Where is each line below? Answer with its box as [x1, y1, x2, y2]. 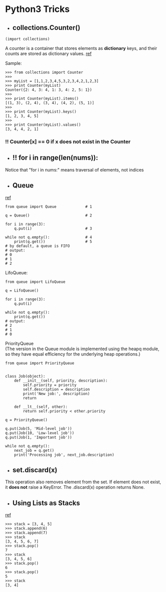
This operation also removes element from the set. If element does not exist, [5, 479, 162, 485]
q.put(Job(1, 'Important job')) [5, 435, 72, 440]
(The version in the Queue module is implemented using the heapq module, [5, 346, 160, 352]
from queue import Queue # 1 [5, 204, 92, 209]
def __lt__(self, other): [14, 404, 68, 409]
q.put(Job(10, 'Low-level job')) [5, 430, 75, 435]
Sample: [5, 60, 22, 66]
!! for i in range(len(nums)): [12, 154, 98, 162]
